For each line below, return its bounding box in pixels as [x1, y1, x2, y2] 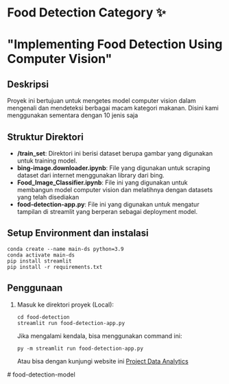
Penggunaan [7, 283, 63, 294]
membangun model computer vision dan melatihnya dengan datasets [16, 186, 213, 193]
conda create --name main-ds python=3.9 [7, 245, 125, 252]
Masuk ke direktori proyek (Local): [16, 300, 114, 309]
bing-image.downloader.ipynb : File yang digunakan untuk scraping [16, 164, 210, 172]
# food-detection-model [7, 370, 75, 379]
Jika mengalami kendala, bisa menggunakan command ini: [16, 331, 182, 340]
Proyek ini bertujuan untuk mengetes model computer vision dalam [7, 97, 197, 105]
